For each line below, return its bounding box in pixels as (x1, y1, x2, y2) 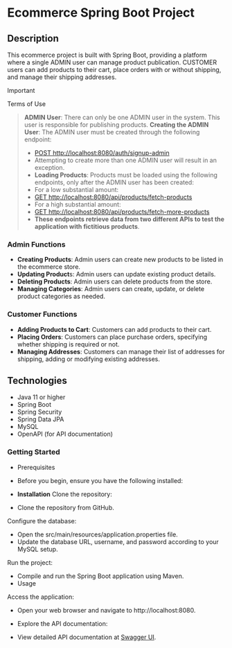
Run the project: (7, 558, 53, 566)
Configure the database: (7, 516, 77, 525)
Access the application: (7, 593, 74, 601)
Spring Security (17, 408, 62, 417)
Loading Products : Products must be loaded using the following (34, 171, 218, 179)
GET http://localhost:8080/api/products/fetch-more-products (34, 208, 210, 216)
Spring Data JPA (17, 415, 64, 423)
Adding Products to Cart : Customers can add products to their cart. (17, 325, 212, 333)
